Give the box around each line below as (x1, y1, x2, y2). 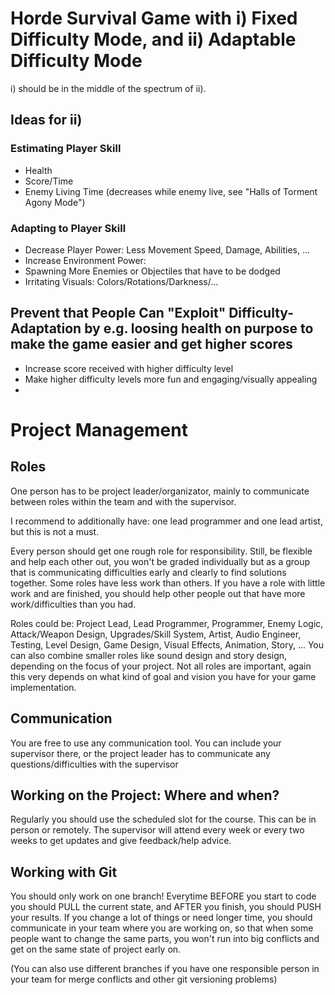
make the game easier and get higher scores (10, 336, 293, 353)
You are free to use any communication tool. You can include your (10, 737, 282, 749)
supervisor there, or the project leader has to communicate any (10, 747, 271, 759)
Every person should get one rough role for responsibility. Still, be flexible (10, 545, 313, 557)
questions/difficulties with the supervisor (10, 758, 179, 770)
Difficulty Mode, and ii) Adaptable (10, 28, 297, 51)
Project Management (10, 418, 188, 441)
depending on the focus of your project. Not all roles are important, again (10, 660, 312, 672)
